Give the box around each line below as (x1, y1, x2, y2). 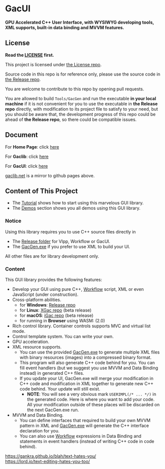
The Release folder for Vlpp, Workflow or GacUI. (12, 238, 111, 244)
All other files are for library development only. (5, 253, 99, 259)
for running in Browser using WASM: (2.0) (19, 317, 105, 323)
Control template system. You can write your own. (12, 333, 114, 339)
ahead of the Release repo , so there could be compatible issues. (5, 117, 137, 122)
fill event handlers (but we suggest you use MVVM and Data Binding (19, 365, 159, 371)
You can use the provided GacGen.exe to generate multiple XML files (19, 349, 160, 355)
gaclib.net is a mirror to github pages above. (5, 172, 95, 178)
